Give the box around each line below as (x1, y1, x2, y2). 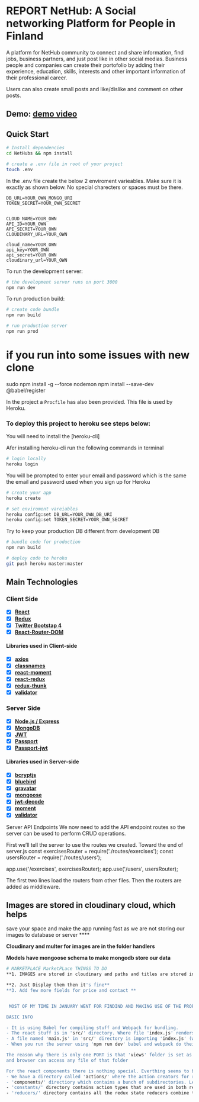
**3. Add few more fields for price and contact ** (6, 987, 136, 993)
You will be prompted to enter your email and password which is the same (6, 472, 187, 479)
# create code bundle (6, 307, 60, 313)
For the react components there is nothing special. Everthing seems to (6, 1068, 190, 1074)
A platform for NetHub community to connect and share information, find (6, 49, 184, 56)
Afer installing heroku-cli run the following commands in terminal (6, 444, 164, 451)
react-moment (14, 669, 52, 676)
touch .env (6, 166, 33, 172)
